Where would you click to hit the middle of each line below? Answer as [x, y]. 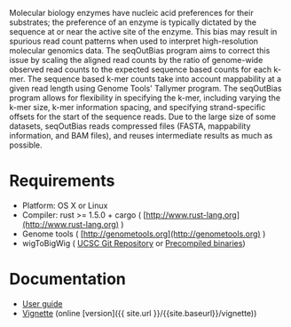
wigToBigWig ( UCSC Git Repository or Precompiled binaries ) [134, 243]
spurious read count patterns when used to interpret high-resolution [134, 41]
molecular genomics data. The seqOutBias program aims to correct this [140, 51]
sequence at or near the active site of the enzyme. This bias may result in [143, 32]
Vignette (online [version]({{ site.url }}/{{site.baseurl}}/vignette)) [139, 313]
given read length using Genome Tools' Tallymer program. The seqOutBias [145, 88]
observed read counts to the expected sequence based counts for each [141, 69]
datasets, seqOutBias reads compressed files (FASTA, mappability [130, 126]
